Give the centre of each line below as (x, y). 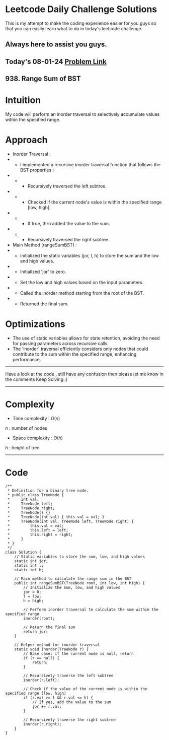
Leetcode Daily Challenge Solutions (81, 9)
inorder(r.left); (41, 680)
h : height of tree (22, 447)
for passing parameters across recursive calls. (61, 343)
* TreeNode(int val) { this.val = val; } (56, 517)
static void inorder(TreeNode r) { (52, 649)
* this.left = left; (38, 530)
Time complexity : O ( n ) (36, 418)
